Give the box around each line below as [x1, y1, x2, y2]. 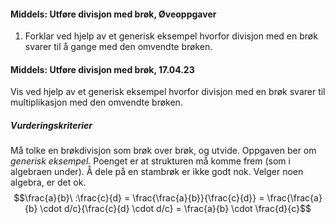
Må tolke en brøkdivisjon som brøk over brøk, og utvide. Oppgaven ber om [10, 145, 317, 157]
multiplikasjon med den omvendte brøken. [10, 96, 183, 109]
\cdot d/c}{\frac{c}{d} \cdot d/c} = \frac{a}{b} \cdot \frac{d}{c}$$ [39, 203, 312, 215]
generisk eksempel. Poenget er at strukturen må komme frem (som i [10, 155, 291, 167]
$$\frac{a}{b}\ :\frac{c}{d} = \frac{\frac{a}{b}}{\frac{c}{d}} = [13, 192, 265, 204]
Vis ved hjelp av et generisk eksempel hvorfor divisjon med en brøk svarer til [10, 86, 326, 98]
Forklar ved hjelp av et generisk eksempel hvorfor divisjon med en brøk [24, 30, 318, 42]
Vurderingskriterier [10, 120, 93, 131]
